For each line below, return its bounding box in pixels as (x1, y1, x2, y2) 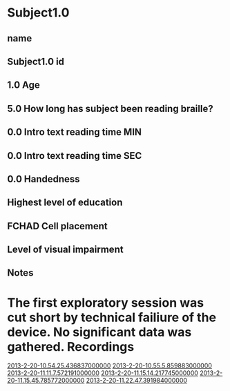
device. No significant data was (7, 324, 192, 340)
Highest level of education (7, 197, 123, 209)
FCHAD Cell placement (7, 220, 108, 232)
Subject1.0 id (7, 55, 64, 67)
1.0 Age (7, 79, 40, 91)
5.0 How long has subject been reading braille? (7, 102, 213, 115)
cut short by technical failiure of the (7, 309, 216, 325)
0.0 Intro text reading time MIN (7, 126, 142, 138)
